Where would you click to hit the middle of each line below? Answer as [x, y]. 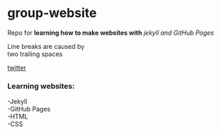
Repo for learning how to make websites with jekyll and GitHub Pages [111, 33]
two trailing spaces [35, 54]
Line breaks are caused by [46, 46]
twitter [17, 67]
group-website [52, 13]
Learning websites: [41, 86]
